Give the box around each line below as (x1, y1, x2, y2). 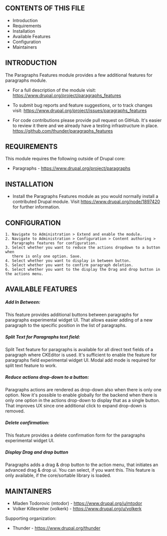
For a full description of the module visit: (12, 87, 96, 93)
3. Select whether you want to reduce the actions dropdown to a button (5, 245, 160, 250)
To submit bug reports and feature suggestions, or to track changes (12, 102, 153, 108)
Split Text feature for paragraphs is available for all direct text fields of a (5, 347, 153, 353)
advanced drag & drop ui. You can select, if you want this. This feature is (5, 467, 155, 473)
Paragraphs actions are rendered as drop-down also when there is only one (5, 387, 161, 393)
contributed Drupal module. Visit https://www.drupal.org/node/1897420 (12, 198, 160, 205)
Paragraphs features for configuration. (12, 241, 98, 246)
